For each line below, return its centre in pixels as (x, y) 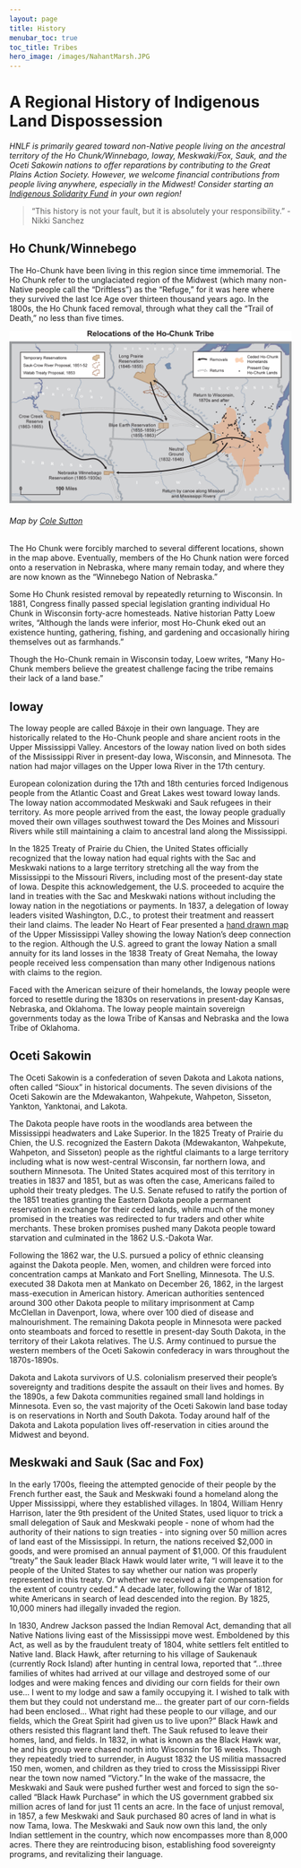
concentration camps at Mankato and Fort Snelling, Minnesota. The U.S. (142, 1274)
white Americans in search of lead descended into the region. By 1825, (140, 1598)
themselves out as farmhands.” (67, 642)
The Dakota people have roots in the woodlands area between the (131, 1123)
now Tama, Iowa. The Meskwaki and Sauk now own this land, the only (138, 1825)
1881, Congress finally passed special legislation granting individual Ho (140, 604)
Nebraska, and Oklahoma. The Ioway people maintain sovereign (127, 1009)
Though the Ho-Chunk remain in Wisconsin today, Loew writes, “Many (139, 660)
